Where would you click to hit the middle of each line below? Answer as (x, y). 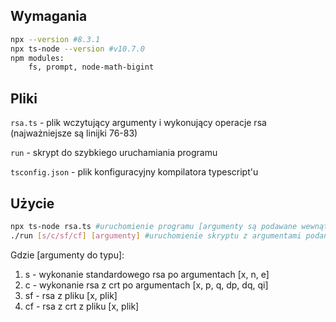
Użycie (32, 203)
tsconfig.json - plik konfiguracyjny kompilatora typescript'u (134, 172)
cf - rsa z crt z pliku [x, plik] (82, 306)
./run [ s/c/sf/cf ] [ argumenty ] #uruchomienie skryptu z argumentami (156, 235)
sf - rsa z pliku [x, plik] (71, 295)
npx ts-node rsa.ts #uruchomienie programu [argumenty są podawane (154, 226)
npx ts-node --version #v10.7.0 (77, 49)
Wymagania (49, 16)
